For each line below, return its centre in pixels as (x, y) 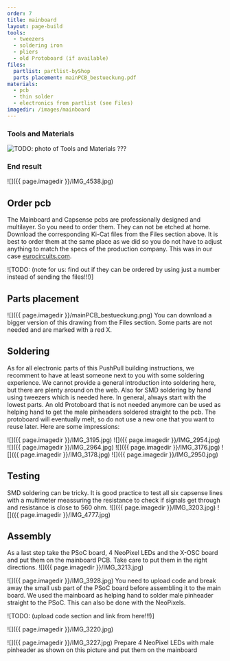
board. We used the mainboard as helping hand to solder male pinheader (111, 596)
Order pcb (29, 203)
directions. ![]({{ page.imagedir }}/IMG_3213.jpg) (76, 567)
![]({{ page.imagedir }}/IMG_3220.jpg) (60, 629)
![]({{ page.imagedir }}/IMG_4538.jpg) (60, 181)
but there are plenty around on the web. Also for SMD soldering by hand (109, 390)
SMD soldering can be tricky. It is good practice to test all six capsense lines (115, 492)
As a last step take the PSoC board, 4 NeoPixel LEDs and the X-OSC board (113, 553)
